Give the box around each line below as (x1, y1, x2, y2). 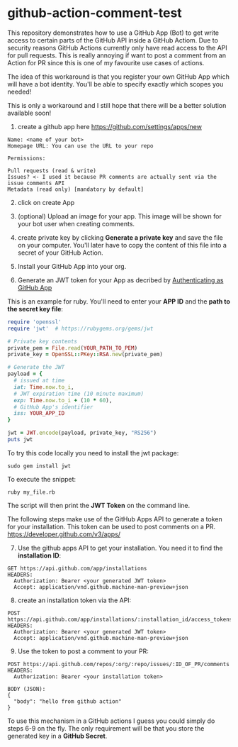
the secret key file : (7, 304, 64, 313)
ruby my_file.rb (7, 488, 55, 496)
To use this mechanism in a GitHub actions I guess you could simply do (7, 716, 215, 725)
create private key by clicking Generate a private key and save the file (17, 233, 223, 242)
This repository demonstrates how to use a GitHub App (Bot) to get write (7, 28, 220, 37)
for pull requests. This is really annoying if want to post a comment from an (7, 51, 227, 60)
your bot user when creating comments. (17, 219, 135, 228)
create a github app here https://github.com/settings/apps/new (17, 122, 202, 131)
